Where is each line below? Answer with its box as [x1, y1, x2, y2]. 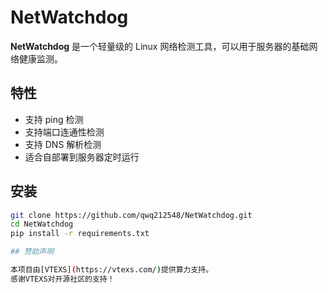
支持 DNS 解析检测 [24, 138, 102, 150]
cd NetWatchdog [10, 219, 74, 230]
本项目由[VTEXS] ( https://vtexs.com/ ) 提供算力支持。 [10, 265, 214, 275]
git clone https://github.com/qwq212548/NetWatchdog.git [10, 210, 253, 220]
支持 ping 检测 [24, 113, 84, 125]
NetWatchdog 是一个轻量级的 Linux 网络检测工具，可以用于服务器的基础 [10, 40, 310, 52]
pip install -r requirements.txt [10, 229, 150, 239]
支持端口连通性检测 [24, 126, 105, 138]
